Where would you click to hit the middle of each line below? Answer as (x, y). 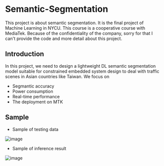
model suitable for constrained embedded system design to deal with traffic (82, 71)
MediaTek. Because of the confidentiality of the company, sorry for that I (79, 33)
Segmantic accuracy (33, 86)
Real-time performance (36, 96)
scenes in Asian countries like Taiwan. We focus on (57, 76)
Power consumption (33, 91)
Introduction (25, 54)
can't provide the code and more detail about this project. (64, 39)
